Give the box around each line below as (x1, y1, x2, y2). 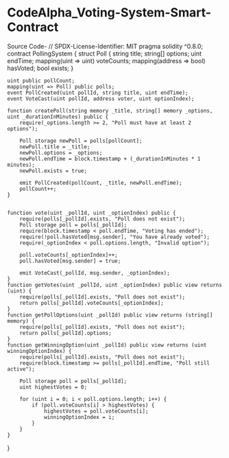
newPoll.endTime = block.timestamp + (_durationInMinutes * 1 (19, 155, 201, 162)
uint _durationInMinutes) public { (7, 113, 109, 120)
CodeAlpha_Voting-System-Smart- (7, 5, 211, 21)
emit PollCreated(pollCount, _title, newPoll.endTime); (19, 179, 183, 186)
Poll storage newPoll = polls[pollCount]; (19, 137, 143, 144)
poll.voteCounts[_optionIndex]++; (19, 251, 118, 258)
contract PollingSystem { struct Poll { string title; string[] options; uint (7, 49, 202, 58)
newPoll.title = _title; (19, 143, 91, 150)
